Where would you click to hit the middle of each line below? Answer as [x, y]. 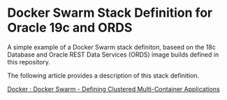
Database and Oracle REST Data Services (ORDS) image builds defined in [113, 55]
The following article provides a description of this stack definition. [103, 76]
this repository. [29, 62]
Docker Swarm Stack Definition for [110, 13]
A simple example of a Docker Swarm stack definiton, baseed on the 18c [112, 47]
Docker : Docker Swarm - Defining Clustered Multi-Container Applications [113, 89]
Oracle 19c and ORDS [70, 28]
